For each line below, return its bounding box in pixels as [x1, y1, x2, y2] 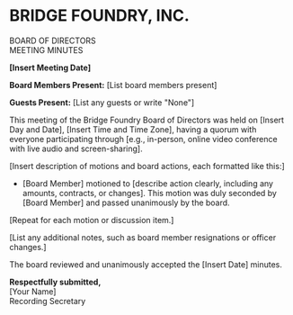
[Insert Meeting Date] [9, 62, 92, 73]
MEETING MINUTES [9, 44, 84, 55]
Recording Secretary [9, 295, 86, 306]
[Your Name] [9, 285, 57, 297]
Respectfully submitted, [9, 276, 102, 287]
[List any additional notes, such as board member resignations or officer [9, 231, 277, 243]
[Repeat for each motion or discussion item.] [9, 214, 174, 225]
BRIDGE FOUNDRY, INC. [9, 5, 191, 26]
